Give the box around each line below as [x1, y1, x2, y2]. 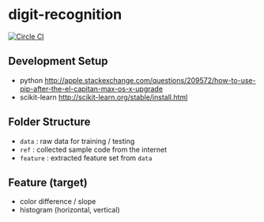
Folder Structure [8, 115, 91, 129]
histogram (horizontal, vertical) [19, 205, 120, 215]
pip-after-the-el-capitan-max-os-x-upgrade [19, 84, 164, 93]
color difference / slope [19, 197, 96, 206]
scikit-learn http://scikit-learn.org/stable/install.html [19, 92, 188, 102]
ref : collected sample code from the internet [19, 145, 168, 154]
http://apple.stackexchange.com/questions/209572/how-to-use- [44, 75, 256, 85]
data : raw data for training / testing [19, 136, 135, 145]
